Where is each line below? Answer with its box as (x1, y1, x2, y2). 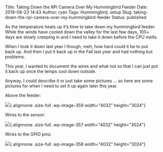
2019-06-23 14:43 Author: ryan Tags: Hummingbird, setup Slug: (5, 9, 132, 15)
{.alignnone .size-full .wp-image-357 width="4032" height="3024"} (10, 122, 146, 128)
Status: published (111, 15, 147, 20)
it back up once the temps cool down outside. (5, 68, 97, 74)
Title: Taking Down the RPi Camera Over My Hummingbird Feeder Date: (5, 4, 148, 10)
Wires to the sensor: (5, 112, 46, 118)
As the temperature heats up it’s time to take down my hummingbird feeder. (5, 24, 156, 30)
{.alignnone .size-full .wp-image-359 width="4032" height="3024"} (10, 102, 146, 108)
